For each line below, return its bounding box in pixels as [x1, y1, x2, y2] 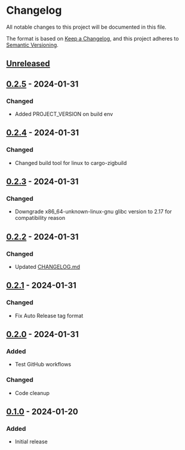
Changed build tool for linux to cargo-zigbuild [14, 159, 127, 166]
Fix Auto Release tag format [14, 312, 84, 319]
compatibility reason [14, 215, 66, 222]
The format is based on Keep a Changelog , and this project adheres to [6, 35, 179, 42]
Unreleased [6, 59, 51, 69]
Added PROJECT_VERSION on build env [14, 111, 113, 118]
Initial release [14, 438, 48, 445]
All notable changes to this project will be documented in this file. [6, 23, 167, 30]
